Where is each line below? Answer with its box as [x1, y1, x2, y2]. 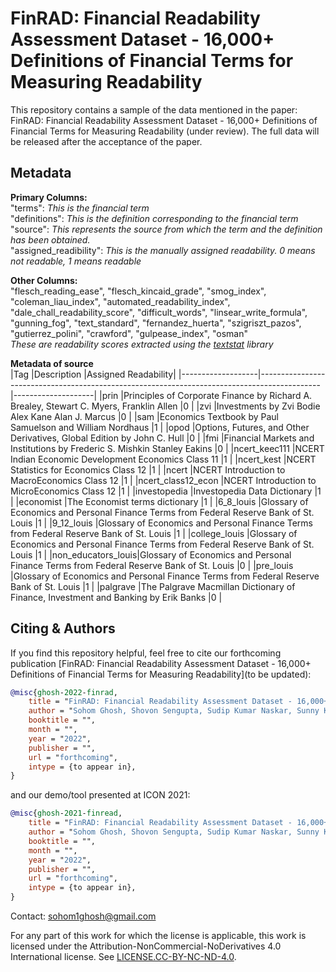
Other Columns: [10, 274, 78, 286]
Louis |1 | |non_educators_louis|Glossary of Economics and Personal [10, 548, 292, 561]
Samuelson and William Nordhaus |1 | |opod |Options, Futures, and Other [10, 421, 310, 433]
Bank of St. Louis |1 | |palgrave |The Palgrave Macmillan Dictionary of [10, 580, 296, 592]
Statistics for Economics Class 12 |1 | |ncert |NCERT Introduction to [10, 463, 286, 476]
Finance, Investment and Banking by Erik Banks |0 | [10, 591, 223, 603]
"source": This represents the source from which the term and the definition [10, 223, 323, 235]
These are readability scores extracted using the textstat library [10, 338, 274, 350]
